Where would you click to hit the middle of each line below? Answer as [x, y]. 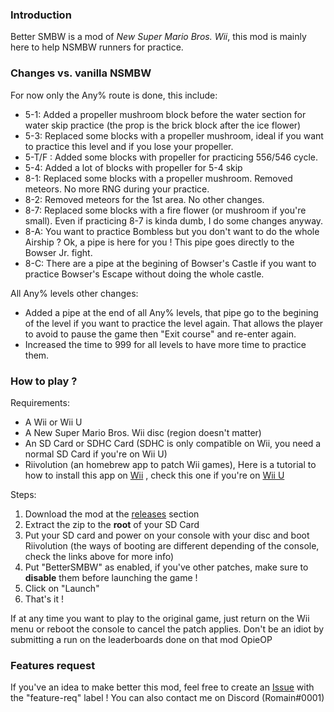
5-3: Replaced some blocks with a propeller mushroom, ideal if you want [174, 135]
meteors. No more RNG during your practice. [117, 189]
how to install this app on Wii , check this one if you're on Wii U [154, 475]
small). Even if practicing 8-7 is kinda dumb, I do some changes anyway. [174, 220]
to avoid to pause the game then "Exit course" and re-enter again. [160, 334]
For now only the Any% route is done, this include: [114, 95]
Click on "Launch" [62, 588]
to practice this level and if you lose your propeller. [129, 146]
